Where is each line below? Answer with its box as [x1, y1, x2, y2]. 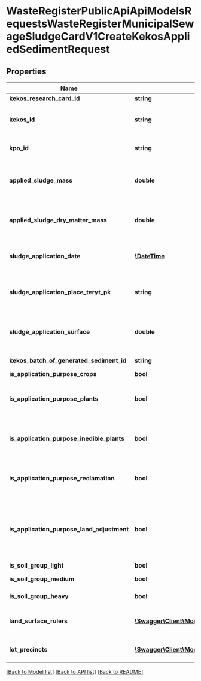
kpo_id [9, 144, 29, 152]
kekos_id [9, 115, 35, 124]
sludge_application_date [9, 252, 81, 260]
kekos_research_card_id [9, 94, 80, 103]
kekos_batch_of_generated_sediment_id [9, 356, 127, 365]
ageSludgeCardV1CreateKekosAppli [6, 30, 190, 43]
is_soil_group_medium [9, 575, 75, 583]
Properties [6, 66, 47, 76]
